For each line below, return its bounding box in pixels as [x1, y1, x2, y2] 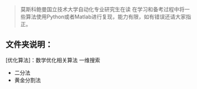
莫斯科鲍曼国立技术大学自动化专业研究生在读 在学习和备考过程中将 [20, 6, 185, 12]
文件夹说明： [5, 40, 53, 50]
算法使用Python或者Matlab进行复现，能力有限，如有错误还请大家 [25, 13, 186, 20]
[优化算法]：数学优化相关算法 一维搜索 [5, 56, 101, 63]
